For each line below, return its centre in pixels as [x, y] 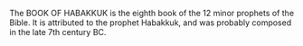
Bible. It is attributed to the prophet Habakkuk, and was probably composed [151, 23]
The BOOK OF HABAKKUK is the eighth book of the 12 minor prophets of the [152, 13]
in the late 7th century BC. [58, 32]
